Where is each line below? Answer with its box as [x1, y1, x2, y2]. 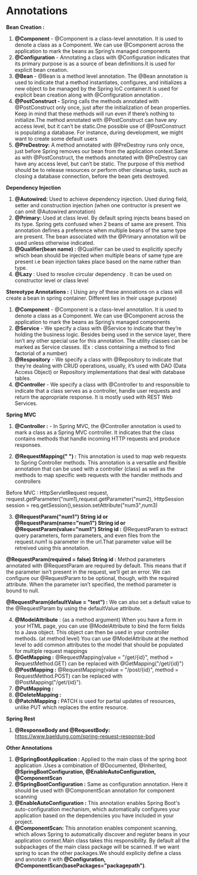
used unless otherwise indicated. [14, 239, 95, 246]
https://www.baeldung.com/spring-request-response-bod [14, 733, 155, 740]
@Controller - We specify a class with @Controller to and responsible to [14, 381, 191, 388]
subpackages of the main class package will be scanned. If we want [14, 843, 180, 850]
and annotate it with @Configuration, [14, 856, 106, 863]
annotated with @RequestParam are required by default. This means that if [6, 562, 186, 569]
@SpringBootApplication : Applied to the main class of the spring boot [14, 755, 187, 763]
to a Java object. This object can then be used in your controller [14, 628, 169, 635]
